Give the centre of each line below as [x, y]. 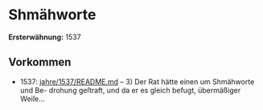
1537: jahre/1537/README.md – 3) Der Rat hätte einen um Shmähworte [137, 81]
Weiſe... [33, 99]
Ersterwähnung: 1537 [45, 37]
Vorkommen [40, 62]
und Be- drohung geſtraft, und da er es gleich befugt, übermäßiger [130, 90]
